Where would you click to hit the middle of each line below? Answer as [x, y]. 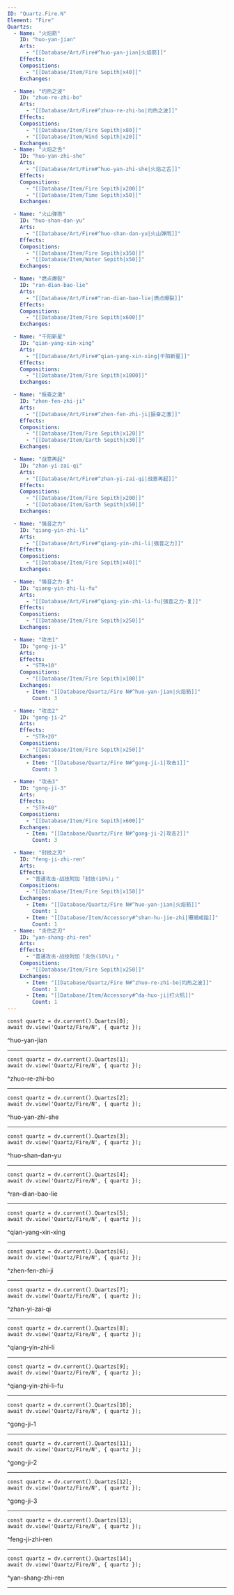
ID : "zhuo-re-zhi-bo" [51, 98]
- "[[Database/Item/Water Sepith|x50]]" [85, 260]
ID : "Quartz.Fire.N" [37, 14]
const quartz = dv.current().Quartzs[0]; [68, 1021]
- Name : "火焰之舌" [40, 150]
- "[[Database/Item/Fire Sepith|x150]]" [85, 892]
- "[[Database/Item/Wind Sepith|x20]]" [83, 137]
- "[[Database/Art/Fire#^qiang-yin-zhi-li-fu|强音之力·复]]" [114, 601]
